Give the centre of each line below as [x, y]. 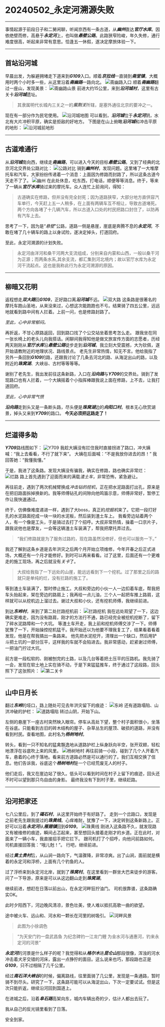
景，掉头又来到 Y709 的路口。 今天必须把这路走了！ [56, 413]
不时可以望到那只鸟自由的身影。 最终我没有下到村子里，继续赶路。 [72, 780]
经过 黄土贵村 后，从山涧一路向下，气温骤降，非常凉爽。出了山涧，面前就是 [80, 855]
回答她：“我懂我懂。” [25, 460]
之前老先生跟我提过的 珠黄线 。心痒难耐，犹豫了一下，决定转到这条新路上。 [80, 820]
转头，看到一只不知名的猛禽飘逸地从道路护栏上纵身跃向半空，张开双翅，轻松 [82, 745]
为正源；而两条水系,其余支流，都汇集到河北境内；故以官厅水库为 [82, 259]
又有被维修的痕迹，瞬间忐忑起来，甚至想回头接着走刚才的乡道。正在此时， [80, 832]
